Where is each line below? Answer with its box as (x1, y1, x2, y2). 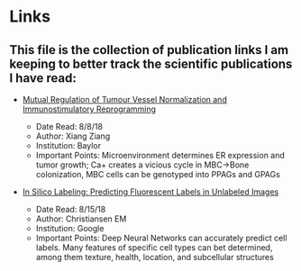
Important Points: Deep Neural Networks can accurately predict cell (35, 232, 287, 243)
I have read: (9, 70, 77, 86)
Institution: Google (35, 223, 105, 233)
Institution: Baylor (35, 140, 102, 150)
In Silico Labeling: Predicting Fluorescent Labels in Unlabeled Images (22, 186, 279, 197)
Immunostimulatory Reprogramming (22, 104, 156, 114)
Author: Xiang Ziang (35, 131, 111, 141)
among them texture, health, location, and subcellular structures (35, 252, 275, 262)
